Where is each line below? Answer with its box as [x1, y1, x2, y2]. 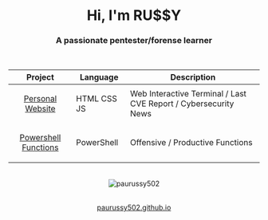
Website [25, 103, 56, 114]
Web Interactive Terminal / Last [130, 88, 247, 100]
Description [170, 72, 216, 83]
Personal [23, 93, 57, 104]
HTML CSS [75, 93, 118, 104]
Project [26, 72, 54, 83]
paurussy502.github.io [97, 202, 171, 213]
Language [79, 72, 119, 83]
